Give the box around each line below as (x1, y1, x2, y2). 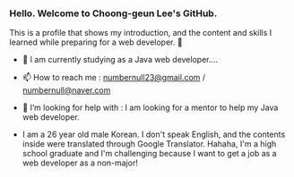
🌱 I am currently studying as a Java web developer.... (22, 55, 219, 65)
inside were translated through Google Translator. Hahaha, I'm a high (22, 139, 277, 149)
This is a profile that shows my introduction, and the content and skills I (9, 28, 272, 38)
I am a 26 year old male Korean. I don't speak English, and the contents (22, 129, 286, 140)
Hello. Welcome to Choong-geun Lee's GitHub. (9, 7, 218, 20)
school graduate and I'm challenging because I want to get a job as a (22, 148, 277, 159)
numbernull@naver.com (22, 85, 111, 96)
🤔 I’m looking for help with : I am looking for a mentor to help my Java (22, 102, 279, 114)
